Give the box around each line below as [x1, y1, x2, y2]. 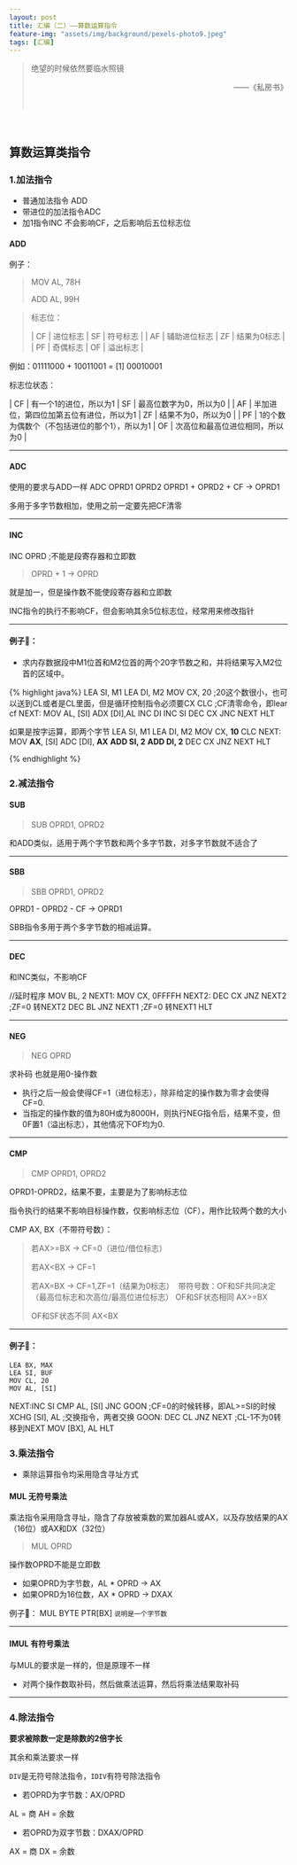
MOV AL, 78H [30, 276, 81, 288]
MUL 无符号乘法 [9, 1490, 68, 1502]
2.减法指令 [9, 777, 55, 789]
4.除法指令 [9, 1711, 55, 1723]
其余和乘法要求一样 [9, 1752, 80, 1762]
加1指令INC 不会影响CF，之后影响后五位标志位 [21, 217, 192, 228]
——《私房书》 [233, 82, 288, 93]
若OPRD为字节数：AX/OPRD [21, 1789, 126, 1799]
